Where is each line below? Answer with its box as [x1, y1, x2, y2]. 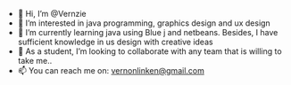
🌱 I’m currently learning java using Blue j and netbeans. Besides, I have [17, 27, 279, 37]
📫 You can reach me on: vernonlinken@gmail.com [17, 66, 205, 75]
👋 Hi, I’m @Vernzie [17, 9, 87, 19]
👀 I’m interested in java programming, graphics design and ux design [17, 18, 270, 28]
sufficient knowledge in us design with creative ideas [17, 36, 213, 47]
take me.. [17, 56, 53, 66]
